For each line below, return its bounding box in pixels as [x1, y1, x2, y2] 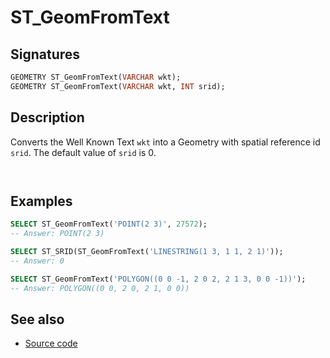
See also [10, 311, 65, 328]
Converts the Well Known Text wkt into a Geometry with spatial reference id [10, 136, 321, 148]
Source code [24, 337, 78, 350]
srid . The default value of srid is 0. [10, 146, 157, 158]
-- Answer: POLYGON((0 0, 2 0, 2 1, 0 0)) [10, 283, 190, 293]
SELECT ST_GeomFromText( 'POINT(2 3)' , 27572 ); [10, 219, 208, 230]
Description [10, 109, 85, 126]
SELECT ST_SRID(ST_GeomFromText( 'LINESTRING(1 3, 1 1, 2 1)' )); [10, 247, 284, 257]
